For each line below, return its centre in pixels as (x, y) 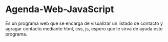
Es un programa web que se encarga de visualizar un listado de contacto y (84, 23)
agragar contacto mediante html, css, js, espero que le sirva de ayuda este (84, 28)
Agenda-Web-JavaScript (60, 9)
